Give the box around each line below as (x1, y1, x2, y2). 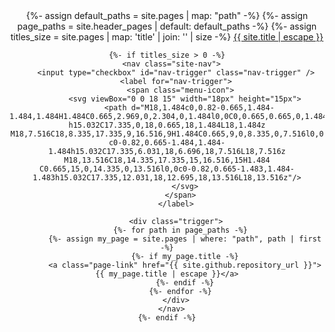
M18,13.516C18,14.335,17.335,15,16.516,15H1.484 (63, 155, 271, 165)
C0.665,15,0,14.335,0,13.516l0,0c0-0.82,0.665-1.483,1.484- (38, 164, 296, 174)
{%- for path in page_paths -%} (113, 225, 248, 235)
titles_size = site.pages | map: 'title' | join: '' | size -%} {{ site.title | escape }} (10, 31, 324, 43)
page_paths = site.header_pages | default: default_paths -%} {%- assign (17, 20, 317, 32)
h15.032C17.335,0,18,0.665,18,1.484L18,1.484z (68, 120, 266, 130)
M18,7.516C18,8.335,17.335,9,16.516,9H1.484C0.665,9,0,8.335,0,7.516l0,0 (10, 129, 324, 139)
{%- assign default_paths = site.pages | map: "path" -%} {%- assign (25, 10, 309, 21)
